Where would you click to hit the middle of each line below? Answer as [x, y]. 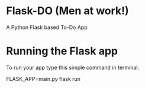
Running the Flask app [62, 51]
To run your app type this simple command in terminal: [72, 67]
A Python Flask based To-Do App [47, 27]
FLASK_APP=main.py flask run [43, 79]
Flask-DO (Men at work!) [67, 11]
